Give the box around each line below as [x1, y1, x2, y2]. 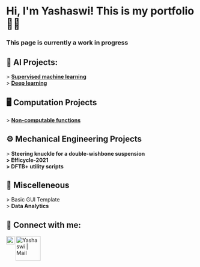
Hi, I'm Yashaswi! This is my [6, 4, 148, 18]
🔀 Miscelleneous [6, 180, 70, 190]
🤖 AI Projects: [6, 57, 58, 67]
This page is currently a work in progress [6, 38, 129, 47]
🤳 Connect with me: [6, 219, 81, 230]
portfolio [150, 4, 195, 18]
